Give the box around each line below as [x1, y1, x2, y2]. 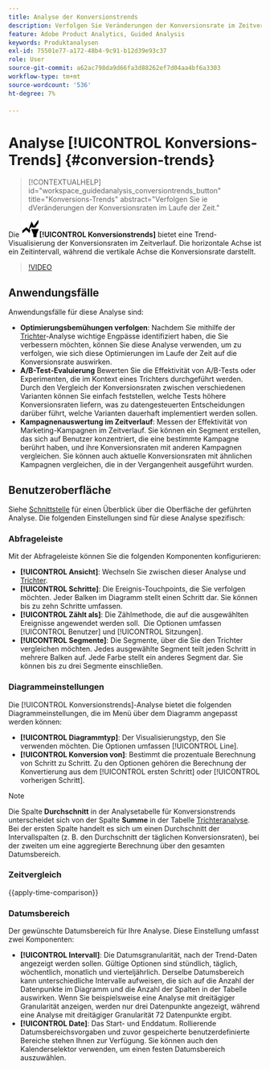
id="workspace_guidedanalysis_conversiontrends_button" [27, 186, 222, 196]
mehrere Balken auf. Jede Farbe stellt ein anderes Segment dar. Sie [19, 653, 243, 662]
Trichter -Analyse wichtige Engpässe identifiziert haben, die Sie [19, 331, 229, 342]
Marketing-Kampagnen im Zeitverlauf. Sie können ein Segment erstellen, [19, 425, 261, 435]
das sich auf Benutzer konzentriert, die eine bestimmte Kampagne [19, 434, 239, 444]
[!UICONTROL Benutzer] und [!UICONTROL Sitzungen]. [19, 627, 203, 636]
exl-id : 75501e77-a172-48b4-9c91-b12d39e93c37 [8, 47, 167, 56]
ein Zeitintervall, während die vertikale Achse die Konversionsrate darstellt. [8, 247, 256, 257]
